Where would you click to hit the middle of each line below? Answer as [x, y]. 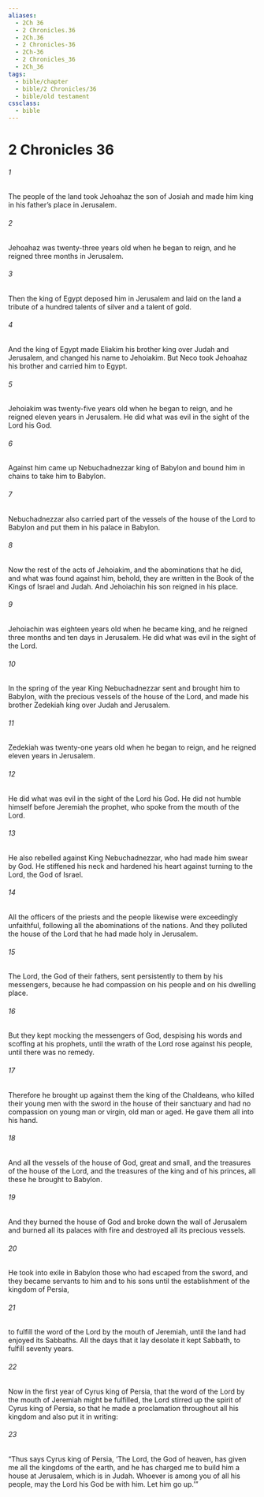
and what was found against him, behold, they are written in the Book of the [131, 578]
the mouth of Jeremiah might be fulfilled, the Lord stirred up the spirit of [125, 1400]
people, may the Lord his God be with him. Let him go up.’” [103, 1484]
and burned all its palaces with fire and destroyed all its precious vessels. [127, 1230]
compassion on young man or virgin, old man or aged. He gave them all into [131, 1112]
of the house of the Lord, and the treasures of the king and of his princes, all [132, 1171]
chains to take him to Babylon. [57, 476]
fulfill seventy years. [41, 1349]
